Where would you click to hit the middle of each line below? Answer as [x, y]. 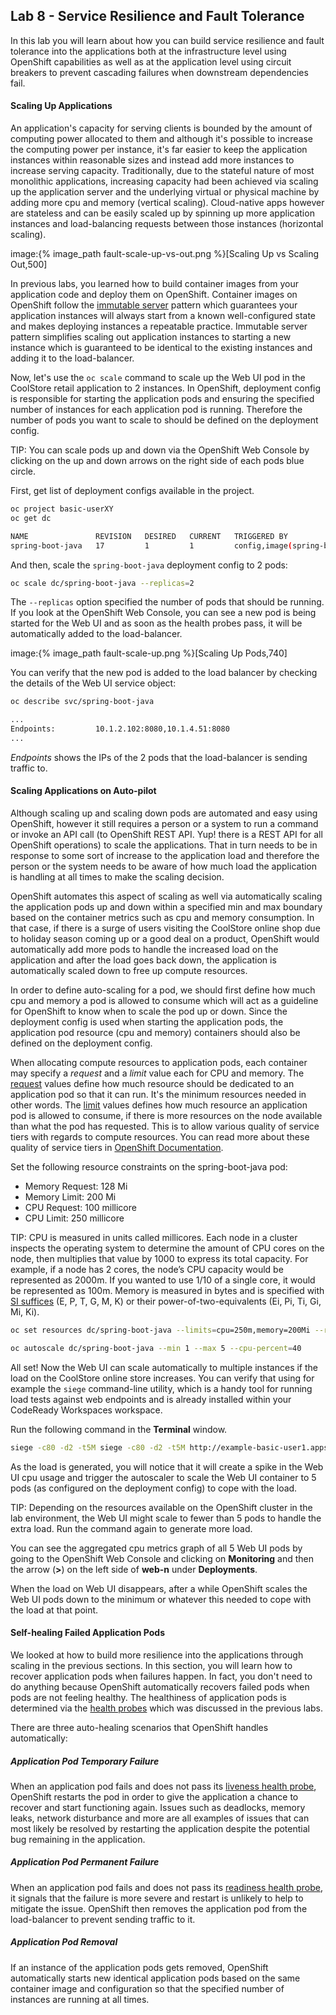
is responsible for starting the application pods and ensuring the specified [162, 399]
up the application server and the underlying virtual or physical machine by [165, 192]
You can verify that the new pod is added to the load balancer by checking [164, 673]
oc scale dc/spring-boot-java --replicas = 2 [102, 583]
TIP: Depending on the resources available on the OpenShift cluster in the [161, 1507]
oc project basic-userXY [62, 509]
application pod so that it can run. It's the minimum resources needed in [158, 1095]
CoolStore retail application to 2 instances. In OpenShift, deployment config [166, 388]
